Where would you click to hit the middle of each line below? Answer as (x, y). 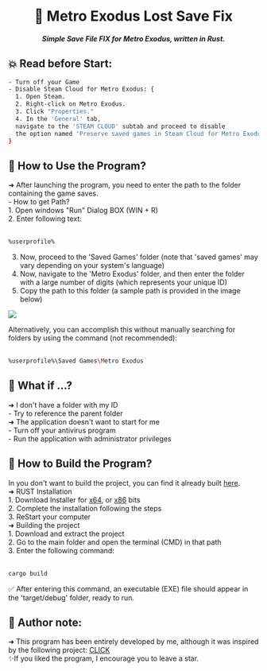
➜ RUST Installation (41, 491)
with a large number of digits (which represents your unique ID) (124, 282)
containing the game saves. (54, 193)
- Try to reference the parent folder (66, 413)
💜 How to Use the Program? (77, 166)
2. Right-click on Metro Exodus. (71, 104)
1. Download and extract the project (66, 533)
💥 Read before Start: (60, 64)
